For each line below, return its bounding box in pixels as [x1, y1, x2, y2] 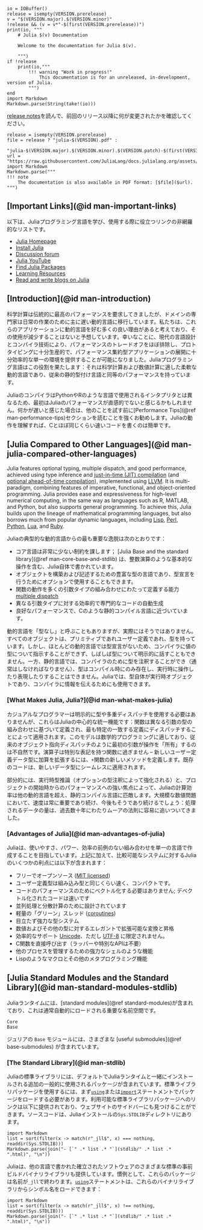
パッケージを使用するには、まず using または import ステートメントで [11, 1088, 180, 1095]
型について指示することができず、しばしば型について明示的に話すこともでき [7, 650, 196, 658]
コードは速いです [47, 895, 90, 902]
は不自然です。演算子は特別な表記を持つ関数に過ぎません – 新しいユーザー [7, 748, 192, 756]
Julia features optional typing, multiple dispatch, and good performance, [7, 465, 187, 472]
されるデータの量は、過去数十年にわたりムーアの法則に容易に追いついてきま [7, 806, 196, 814]
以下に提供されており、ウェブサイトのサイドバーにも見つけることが [22, 1103, 192, 1110]
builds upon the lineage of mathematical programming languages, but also [7, 510, 192, 517]
